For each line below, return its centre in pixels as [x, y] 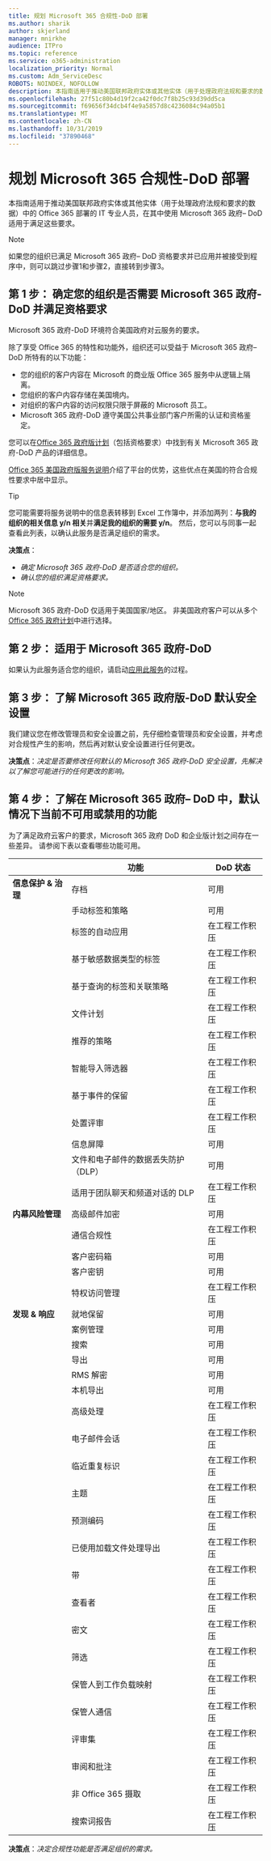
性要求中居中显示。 [40, 480]
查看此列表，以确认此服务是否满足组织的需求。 [86, 533]
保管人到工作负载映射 [112, 1685]
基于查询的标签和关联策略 [120, 986]
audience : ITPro [35, 46]
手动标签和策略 [100, 910]
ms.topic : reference [43, 53]
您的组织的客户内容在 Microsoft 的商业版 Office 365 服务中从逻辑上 [131, 375]
